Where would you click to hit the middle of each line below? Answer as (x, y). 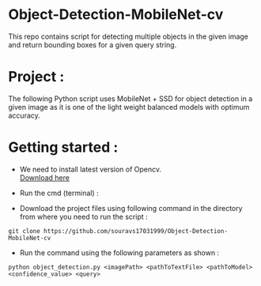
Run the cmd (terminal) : (59, 193)
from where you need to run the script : (83, 216)
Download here (44, 177)
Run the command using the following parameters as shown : (119, 252)
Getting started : (63, 147)
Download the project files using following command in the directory (131, 208)
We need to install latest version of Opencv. (91, 169)
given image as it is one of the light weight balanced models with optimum (129, 107)
